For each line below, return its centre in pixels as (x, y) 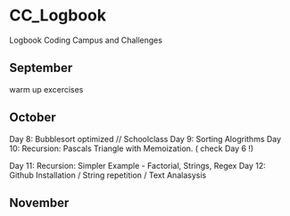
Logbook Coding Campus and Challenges (86, 40)
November (39, 202)
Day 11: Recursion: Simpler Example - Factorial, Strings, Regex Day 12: (137, 165)
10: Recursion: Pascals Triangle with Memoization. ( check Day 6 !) (132, 148)
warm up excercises (46, 89)
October (33, 118)
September (41, 68)
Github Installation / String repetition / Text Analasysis (108, 175)
